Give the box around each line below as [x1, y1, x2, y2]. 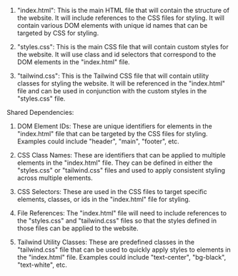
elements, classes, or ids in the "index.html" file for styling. [16, 195, 191, 203]
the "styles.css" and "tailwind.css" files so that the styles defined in [16, 217, 217, 225]
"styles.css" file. [16, 94, 66, 103]
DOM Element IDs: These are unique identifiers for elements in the [16, 122, 212, 131]
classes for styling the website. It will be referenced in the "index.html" [16, 79, 226, 88]
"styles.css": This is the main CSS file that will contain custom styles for [16, 43, 229, 51]
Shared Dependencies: [6, 108, 74, 116]
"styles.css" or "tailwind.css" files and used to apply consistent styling [16, 166, 226, 174]
